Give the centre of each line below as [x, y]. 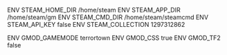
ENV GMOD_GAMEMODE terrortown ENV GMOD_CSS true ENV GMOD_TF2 [114, 38]
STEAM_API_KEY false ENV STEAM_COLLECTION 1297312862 [96, 24]
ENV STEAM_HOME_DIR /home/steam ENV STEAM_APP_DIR [94, 10]
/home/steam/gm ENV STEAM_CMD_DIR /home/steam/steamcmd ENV [108, 17]
